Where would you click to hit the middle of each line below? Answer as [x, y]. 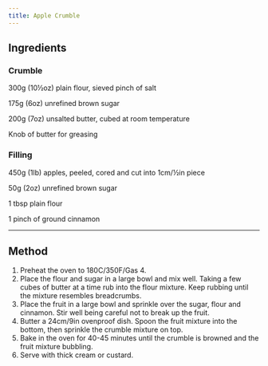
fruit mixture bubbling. [56, 347]
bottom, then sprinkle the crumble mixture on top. [101, 330]
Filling [20, 155]
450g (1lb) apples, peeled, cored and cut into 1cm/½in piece [107, 172]
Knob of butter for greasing [53, 134]
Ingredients [37, 48]
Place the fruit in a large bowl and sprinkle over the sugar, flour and [130, 305]
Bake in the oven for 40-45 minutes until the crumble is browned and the [139, 338]
